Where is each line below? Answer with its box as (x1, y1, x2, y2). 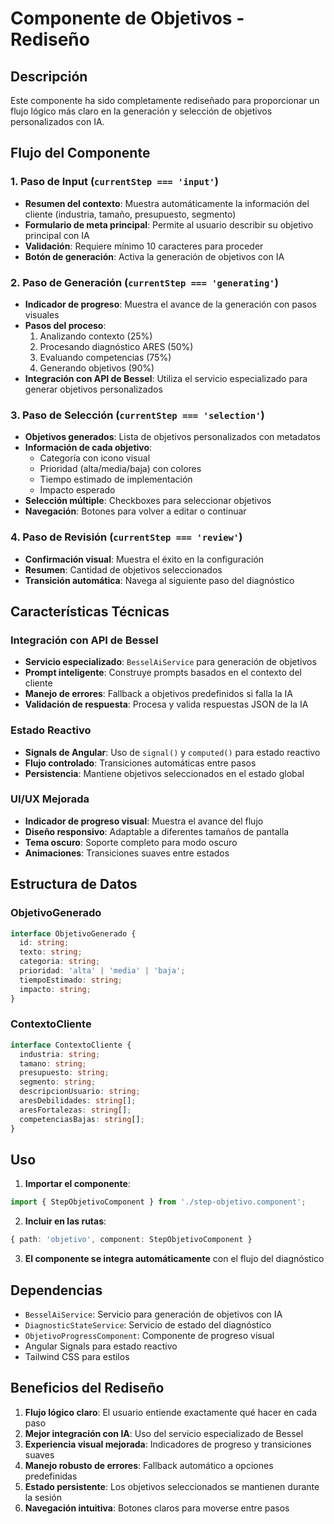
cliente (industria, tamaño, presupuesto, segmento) (24, 208, 237, 220)
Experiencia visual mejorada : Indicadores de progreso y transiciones (24, 1438, 312, 1450)
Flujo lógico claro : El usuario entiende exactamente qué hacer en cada (24, 1406, 318, 1418)
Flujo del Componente (10, 145, 151, 162)
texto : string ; (19, 947, 83, 957)
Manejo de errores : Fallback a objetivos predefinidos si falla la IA (24, 688, 293, 700)
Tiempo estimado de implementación (39, 473, 193, 486)
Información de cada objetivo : (24, 442, 153, 454)
